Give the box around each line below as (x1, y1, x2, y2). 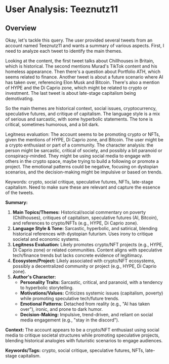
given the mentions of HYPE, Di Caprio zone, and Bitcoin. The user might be (5, 137, 163, 142)
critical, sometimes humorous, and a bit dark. (5, 122, 100, 127)
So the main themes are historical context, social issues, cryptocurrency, (5, 105, 157, 111)
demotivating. (5, 95, 34, 101)
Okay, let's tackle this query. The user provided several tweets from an (5, 37, 153, 43)
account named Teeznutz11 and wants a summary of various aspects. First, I (5, 43, 164, 49)
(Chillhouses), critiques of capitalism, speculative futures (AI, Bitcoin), (12, 214, 158, 221)
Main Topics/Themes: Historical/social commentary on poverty (12, 209, 146, 215)
